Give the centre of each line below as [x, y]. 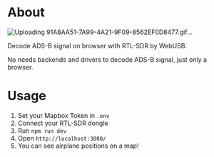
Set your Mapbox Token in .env [63, 115]
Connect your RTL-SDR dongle [63, 123]
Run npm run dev [42, 130]
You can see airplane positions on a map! [78, 146]
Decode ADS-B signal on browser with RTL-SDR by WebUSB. [97, 45]
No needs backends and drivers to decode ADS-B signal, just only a [107, 59]
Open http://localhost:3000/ [62, 138]
